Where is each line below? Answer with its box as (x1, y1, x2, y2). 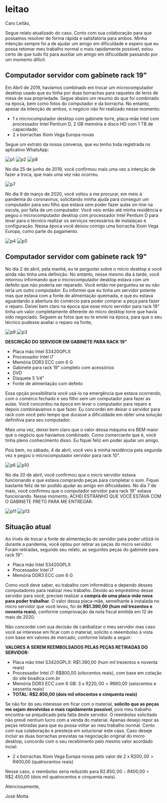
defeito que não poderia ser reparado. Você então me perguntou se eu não (5, 282, 160, 288)
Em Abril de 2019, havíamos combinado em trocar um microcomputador (5, 84, 153, 90)
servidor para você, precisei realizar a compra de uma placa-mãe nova (5, 593, 153, 599)
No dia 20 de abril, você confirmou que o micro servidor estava (5, 472, 136, 478)
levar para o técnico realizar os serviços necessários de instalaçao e (5, 217, 146, 223)
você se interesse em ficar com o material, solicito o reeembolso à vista (5, 629, 153, 635)
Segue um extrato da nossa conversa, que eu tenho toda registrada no (5, 141, 151, 147)
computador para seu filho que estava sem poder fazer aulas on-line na (5, 201, 153, 207)
